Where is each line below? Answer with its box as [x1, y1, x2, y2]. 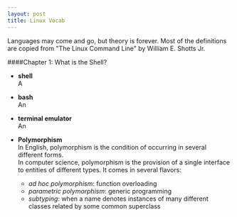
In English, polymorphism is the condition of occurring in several [17, 143, 207, 151]
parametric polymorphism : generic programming [28, 187, 172, 195]
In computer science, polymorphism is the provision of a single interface [17, 157, 230, 167]
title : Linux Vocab [7, 17, 65, 24]
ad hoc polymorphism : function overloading [28, 179, 157, 188]
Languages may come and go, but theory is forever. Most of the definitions [7, 36, 227, 45]
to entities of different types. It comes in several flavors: [17, 165, 181, 174]
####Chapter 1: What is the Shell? [7, 57, 107, 66]
